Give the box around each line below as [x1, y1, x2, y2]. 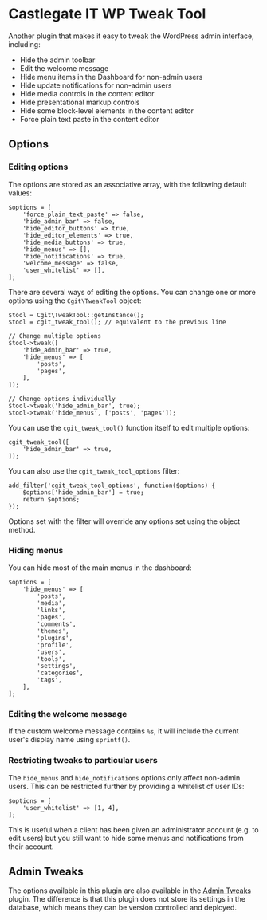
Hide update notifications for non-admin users [19, 81, 172, 90]
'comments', [37, 619, 77, 628]
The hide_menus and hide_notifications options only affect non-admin [8, 773, 241, 782]
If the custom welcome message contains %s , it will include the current [8, 726, 239, 736]
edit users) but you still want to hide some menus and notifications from [8, 833, 245, 843]
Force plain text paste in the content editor [19, 114, 159, 124]
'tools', [37, 655, 66, 662]
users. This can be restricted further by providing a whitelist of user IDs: [8, 781, 245, 791]
